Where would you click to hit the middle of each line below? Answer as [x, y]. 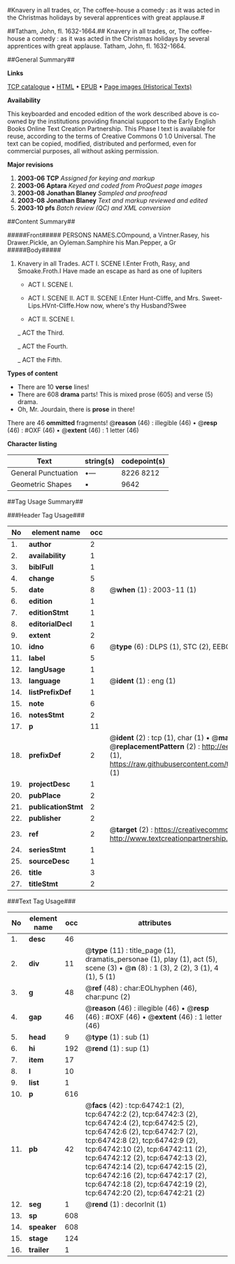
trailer [39, 1250]
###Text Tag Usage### [42, 901]
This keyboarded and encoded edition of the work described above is [108, 114]
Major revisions [30, 165]
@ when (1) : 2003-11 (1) [153, 590]
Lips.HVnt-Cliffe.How [58, 305]
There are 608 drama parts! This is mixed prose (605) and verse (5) [115, 394]
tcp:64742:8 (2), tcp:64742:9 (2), [141, 1140]
